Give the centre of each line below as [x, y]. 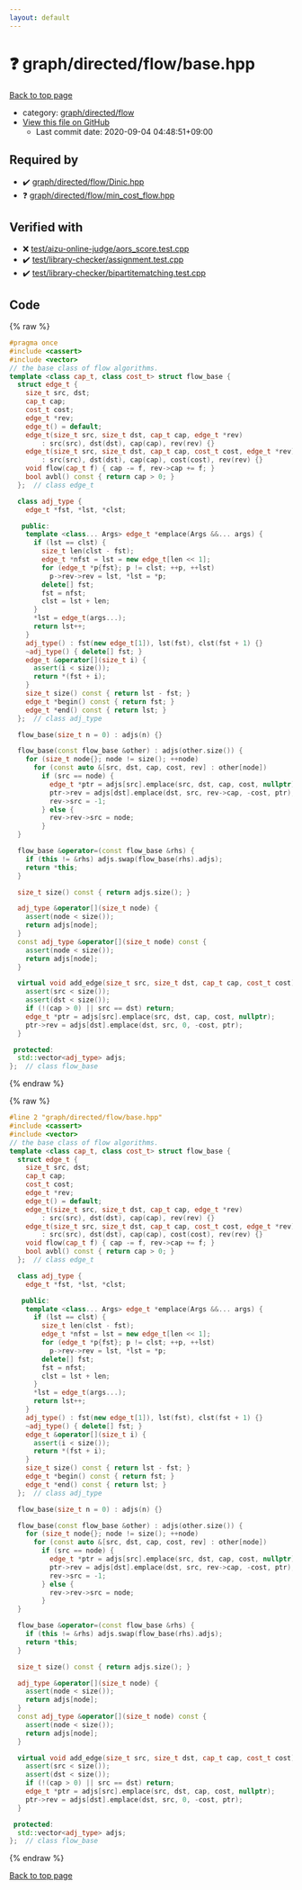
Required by [44, 160]
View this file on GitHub [66, 121]
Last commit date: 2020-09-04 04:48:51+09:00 [124, 131]
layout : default [40, 18]
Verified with [46, 227]
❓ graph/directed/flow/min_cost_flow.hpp [98, 195]
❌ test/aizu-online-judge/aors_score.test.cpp [106, 249]
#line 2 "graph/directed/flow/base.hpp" [86, 1118]
